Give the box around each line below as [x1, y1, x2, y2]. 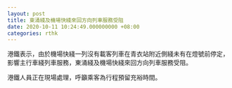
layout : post [7, 10, 46, 17]
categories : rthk [7, 29, 58, 37]
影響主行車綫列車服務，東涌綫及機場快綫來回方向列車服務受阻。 [7, 59, 192, 67]
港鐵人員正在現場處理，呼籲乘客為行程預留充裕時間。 [7, 73, 162, 82]
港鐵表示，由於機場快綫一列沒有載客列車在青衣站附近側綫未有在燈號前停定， [7, 50, 229, 58]
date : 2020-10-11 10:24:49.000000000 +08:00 [7, 23, 140, 30]
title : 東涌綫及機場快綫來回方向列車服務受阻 [7, 17, 124, 24]
